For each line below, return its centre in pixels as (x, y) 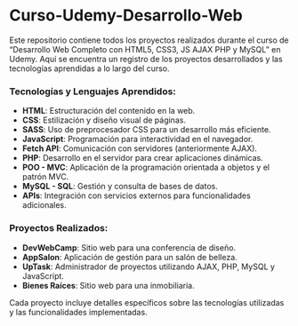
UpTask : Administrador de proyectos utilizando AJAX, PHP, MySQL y (149, 266)
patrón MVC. (45, 177)
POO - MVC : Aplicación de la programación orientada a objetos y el (145, 167)
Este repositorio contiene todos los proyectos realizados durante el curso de (149, 40)
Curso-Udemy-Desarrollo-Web (126, 16)
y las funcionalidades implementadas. (79, 312)
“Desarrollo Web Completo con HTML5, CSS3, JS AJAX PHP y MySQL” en (145, 49)
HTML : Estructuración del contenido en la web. (109, 111)
